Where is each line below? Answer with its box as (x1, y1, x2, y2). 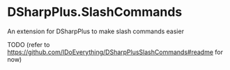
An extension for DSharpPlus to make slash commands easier (7, 27, 185, 35)
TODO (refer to (7, 40, 50, 49)
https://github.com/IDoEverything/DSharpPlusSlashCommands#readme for (7, 48, 223, 56)
